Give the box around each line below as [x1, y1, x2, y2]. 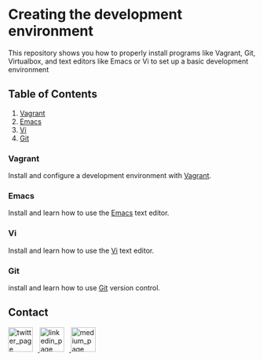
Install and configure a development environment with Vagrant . [8, 171, 212, 180]
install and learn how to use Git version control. [8, 283, 161, 292]
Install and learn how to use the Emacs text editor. [8, 208, 170, 217]
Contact [8, 306, 49, 319]
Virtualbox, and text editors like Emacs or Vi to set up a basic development [8, 57, 249, 66]
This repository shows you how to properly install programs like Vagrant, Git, [8, 48, 256, 57]
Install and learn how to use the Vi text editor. [8, 246, 155, 255]
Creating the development [8, 5, 183, 24]
